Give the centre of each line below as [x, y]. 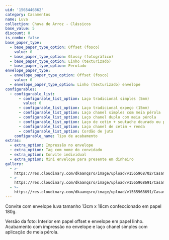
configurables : [21, 89]
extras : [13, 141]
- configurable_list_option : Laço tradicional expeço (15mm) [84, 108]
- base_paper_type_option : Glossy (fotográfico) [62, 56]
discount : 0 [18, 33]
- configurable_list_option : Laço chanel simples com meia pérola [90, 113]
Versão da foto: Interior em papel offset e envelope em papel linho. [74, 221]
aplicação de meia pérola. [32, 232]
